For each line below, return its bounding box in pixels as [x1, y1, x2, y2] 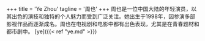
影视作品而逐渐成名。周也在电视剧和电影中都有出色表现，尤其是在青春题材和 [6, 20, 199, 27]
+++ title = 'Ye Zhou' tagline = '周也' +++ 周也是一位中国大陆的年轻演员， [6, 5, 192, 12]
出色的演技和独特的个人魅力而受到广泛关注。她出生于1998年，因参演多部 [11, 13, 196, 20]
